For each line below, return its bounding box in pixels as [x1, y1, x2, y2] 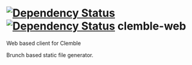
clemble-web [117, 19, 186, 33]
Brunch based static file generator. [6, 51, 94, 58]
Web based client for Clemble [6, 39, 81, 47]
